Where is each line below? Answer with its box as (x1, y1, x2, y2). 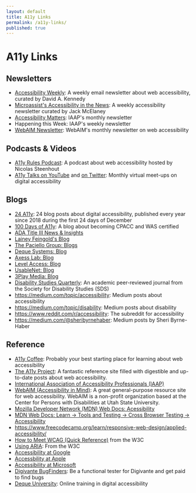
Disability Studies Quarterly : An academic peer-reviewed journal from (14, 279, 183, 286)
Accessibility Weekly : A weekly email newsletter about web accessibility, (14, 89, 191, 96)
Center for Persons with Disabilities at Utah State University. (14, 399, 160, 406)
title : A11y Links (6, 14, 51, 20)
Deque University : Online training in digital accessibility (14, 480, 148, 487)
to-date (14, 374, 33, 381)
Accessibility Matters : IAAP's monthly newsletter (14, 114, 133, 121)
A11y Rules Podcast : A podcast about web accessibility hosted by (14, 159, 173, 166)
